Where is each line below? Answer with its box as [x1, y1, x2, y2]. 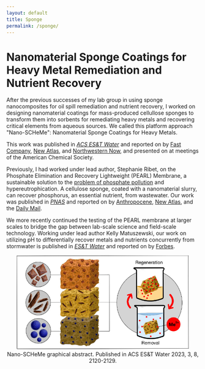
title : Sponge [6, 16, 43, 23]
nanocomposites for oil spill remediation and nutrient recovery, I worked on [6, 103, 196, 110]
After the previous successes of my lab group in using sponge [6, 96, 163, 104]
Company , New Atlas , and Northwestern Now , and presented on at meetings [6, 147, 199, 154]
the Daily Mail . [6, 205, 42, 212]
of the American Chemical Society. [6, 154, 94, 161]
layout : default [6, 10, 48, 16]
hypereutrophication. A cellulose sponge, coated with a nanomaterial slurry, [6, 185, 198, 192]
